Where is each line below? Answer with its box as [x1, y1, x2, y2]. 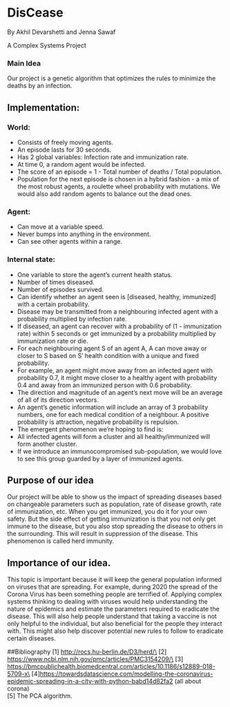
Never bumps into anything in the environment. [17, 230, 151, 238]
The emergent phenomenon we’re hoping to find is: [17, 424, 164, 433]
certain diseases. [7, 634, 57, 643]
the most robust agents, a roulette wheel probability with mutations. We [17, 182, 221, 190]
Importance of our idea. [7, 557, 111, 569]
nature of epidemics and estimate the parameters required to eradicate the [7, 605, 220, 614]
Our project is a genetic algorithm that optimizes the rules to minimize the [7, 74, 216, 82]
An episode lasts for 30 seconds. [17, 145, 112, 154]
